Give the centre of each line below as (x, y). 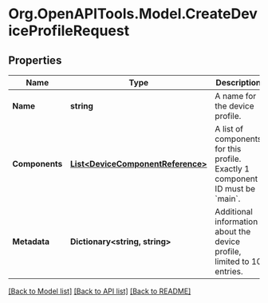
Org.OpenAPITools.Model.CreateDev (133, 14)
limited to (232, 262)
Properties (35, 60)
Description (238, 83)
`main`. (228, 199)
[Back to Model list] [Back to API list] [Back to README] (100, 291)
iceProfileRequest (69, 31)
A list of (229, 129)
